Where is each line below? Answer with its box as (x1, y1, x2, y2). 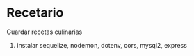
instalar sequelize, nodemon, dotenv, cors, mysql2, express (16, 41, 187, 49)
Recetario (6, 5, 64, 21)
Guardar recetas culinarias (6, 28, 83, 36)
